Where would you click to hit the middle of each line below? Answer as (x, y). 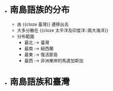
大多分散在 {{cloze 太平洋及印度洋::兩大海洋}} (63, 30)
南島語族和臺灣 (39, 82)
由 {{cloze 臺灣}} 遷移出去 (43, 24)
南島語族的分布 (39, 10)
